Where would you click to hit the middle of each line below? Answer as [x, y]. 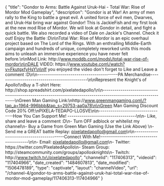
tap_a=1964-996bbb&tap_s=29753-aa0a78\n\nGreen [59, 105]
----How [14, 116]
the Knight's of [132, 80]
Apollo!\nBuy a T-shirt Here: [33, 85]
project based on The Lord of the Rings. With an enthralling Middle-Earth [78, 43]
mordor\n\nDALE [22, 64]
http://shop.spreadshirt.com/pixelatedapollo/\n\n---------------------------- [82, 90]
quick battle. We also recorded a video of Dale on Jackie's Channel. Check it [82, 33]
